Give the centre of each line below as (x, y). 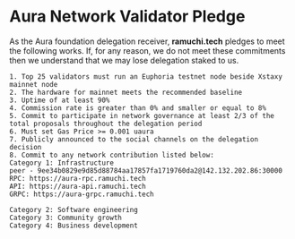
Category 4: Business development (74, 226)
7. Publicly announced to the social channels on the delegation (134, 139)
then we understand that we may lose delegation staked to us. (124, 60)
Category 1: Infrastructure (62, 163)
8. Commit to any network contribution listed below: (112, 155)
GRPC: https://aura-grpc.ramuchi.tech (82, 194)
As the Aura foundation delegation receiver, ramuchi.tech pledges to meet (147, 41)
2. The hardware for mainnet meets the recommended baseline (126, 92)
